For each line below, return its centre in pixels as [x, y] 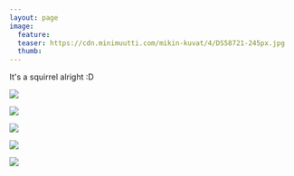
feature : [34, 34]
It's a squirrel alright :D [52, 77]
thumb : [30, 51]
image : [22, 26]
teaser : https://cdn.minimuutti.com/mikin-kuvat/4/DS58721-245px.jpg [151, 43]
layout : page [34, 18]
